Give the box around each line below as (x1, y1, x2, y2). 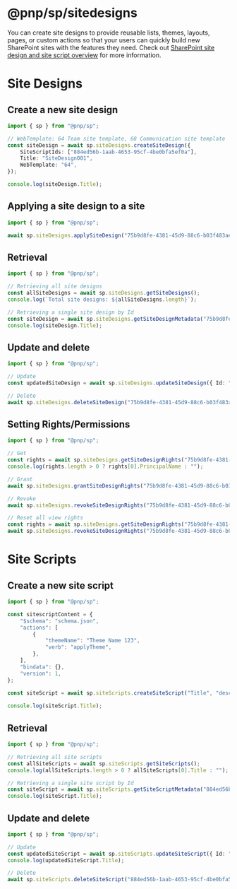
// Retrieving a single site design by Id (7, 309, 134, 316)
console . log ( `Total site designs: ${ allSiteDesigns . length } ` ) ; (7, 295, 197, 303)
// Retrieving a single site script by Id (7, 779, 134, 787)
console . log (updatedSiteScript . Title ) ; (7, 856, 125, 864)
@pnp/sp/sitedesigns (7, 5, 138, 21)
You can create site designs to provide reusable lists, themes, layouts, (7, 28, 210, 37)
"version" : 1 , (20, 670, 61, 677)
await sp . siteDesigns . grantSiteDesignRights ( (7, 482, 143, 489)
